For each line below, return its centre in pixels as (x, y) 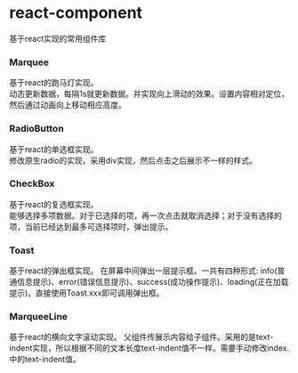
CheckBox (32, 183)
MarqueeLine (39, 317)
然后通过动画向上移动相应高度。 (68, 105)
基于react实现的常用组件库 (58, 38)
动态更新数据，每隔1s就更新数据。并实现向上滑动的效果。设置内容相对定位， (149, 94)
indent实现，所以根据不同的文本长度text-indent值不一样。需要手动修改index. (149, 348)
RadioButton (36, 129)
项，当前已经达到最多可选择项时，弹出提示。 (91, 226)
